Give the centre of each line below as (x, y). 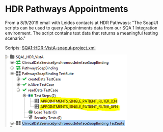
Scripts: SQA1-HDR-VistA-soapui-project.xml (50, 48)
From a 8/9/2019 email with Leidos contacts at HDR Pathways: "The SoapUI (81, 23)
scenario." (15, 38)
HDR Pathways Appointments (67, 9)
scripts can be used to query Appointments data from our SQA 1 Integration (81, 27)
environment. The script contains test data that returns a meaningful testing (81, 33)
